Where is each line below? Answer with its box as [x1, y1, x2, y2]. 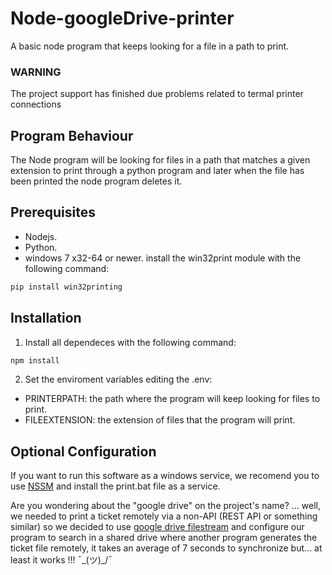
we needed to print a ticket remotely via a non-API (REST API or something [10, 510, 318, 522]
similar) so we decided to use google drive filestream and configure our [10, 521, 305, 533]
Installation [10, 310, 82, 327]
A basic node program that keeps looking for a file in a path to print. [10, 40, 290, 52]
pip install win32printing [10, 282, 123, 292]
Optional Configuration [10, 443, 157, 460]
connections [10, 98, 62, 111]
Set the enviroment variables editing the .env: [24, 373, 213, 386]
